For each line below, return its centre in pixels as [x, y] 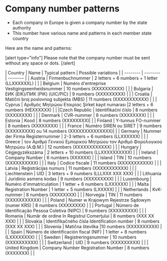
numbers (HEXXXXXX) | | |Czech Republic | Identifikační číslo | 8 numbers [82, 110]
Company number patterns [62, 9]
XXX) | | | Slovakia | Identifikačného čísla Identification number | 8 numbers [82, 221]
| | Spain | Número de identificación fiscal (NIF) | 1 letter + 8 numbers [76, 232]
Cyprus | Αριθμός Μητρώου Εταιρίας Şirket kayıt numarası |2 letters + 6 [79, 104]
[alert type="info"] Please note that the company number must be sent [78, 57]
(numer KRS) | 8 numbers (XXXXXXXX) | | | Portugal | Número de [72, 205]
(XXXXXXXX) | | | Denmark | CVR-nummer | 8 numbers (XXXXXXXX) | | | [80, 115]
